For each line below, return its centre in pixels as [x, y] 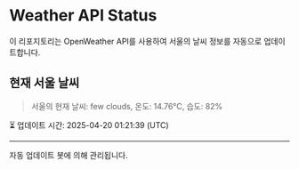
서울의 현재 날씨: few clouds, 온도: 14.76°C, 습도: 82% [127, 106]
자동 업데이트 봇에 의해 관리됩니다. [69, 155]
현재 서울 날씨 [44, 83]
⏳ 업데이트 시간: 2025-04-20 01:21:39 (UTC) [89, 125]
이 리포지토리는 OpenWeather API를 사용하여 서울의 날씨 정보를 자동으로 [136, 41]
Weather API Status [83, 16]
